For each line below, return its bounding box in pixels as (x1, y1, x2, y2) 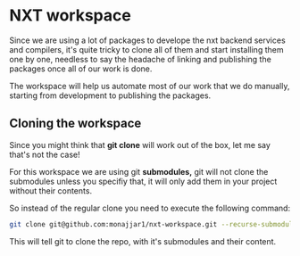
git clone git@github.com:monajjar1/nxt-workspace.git (9, 219, 218, 228)
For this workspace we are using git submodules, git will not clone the (9, 166, 269, 177)
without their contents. (9, 185, 92, 196)
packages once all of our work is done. (9, 63, 153, 74)
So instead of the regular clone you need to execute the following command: (9, 202, 291, 213)
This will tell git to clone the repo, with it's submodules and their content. (9, 235, 277, 246)
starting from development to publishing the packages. (9, 90, 212, 101)
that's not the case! (9, 149, 80, 160)
